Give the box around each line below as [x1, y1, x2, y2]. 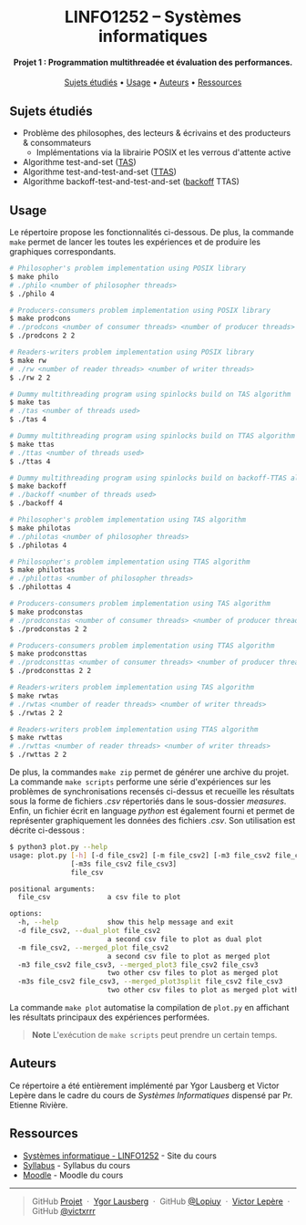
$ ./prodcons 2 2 [9, 331, 76, 340]
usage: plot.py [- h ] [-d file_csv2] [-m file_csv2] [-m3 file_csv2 [9, 850, 271, 860]
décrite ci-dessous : [9, 825, 85, 836]
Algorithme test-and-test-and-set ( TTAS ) [22, 166, 178, 178]
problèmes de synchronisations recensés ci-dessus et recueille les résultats [9, 786, 295, 797]
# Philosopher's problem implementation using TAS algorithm [9, 515, 247, 524]
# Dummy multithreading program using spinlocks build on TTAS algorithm [9, 431, 296, 441]
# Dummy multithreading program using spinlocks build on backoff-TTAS [9, 473, 287, 483]
